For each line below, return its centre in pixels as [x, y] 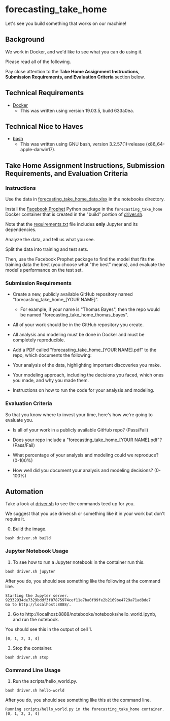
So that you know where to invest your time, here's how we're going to [79, 414]
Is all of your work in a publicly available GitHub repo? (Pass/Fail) [80, 430]
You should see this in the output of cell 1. [49, 629]
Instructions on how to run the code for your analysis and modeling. [83, 390]
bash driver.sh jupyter [30, 571]
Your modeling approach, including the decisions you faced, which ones [88, 375]
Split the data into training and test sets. [47, 249]
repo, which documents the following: [52, 355]
